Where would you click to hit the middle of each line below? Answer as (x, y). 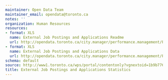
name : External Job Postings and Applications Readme (67, 38)
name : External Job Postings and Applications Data (65, 51)
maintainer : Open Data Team (34, 10)
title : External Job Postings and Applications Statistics (68, 70)
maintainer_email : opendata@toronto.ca (47, 14)
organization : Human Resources (38, 24)
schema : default (22, 61)
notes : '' (15, 19)
